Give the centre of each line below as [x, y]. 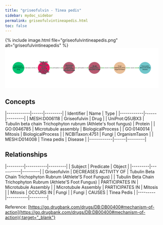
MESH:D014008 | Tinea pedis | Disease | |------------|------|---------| [76, 139]
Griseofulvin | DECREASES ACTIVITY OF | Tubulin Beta [100, 171]
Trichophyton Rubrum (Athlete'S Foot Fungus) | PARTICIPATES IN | [72, 182]
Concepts [20, 102]
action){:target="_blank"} [30, 217]
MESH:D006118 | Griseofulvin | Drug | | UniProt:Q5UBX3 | [87, 118]
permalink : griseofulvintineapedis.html [47, 20]
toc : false [16, 26]
